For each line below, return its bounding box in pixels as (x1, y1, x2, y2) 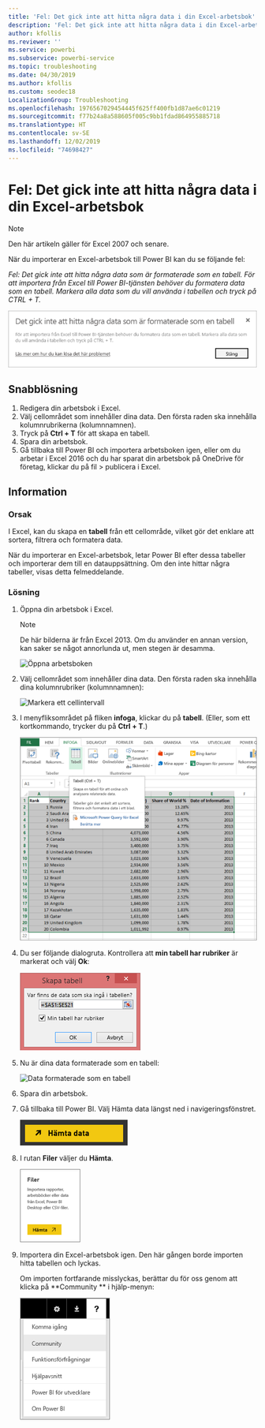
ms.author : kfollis (8, 79, 73, 87)
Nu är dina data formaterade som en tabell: (19, 1058, 160, 1068)
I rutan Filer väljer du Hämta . (19, 1153, 114, 1163)
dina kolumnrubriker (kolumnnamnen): (19, 682, 144, 692)
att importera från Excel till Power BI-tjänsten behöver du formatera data (8, 278, 245, 287)
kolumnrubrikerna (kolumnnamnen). (19, 421, 136, 430)
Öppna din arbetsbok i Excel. (19, 604, 114, 615)
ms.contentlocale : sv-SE (8, 129, 90, 137)
